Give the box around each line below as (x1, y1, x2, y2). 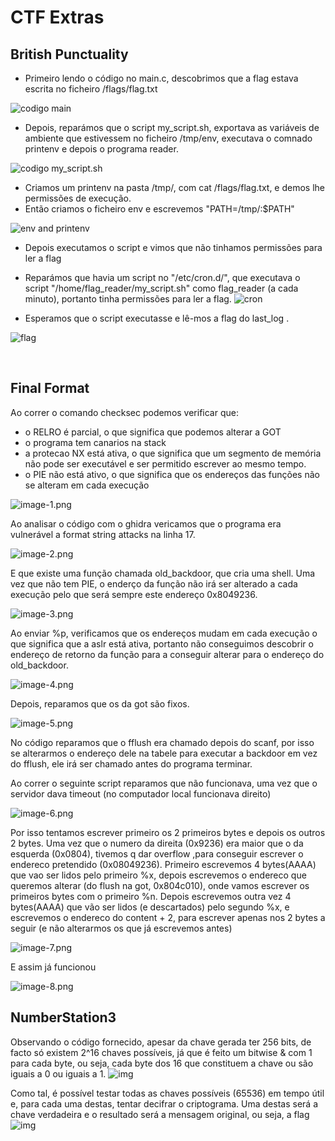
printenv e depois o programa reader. (24, 143, 179, 155)
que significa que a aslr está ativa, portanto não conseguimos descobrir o (10, 637, 314, 650)
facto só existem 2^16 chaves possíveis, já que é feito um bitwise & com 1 (10, 1046, 313, 1058)
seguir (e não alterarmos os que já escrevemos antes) (10, 922, 233, 934)
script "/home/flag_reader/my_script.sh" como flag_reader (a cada (24, 282, 299, 294)
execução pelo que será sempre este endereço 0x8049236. (10, 588, 258, 600)
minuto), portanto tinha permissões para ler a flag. (24, 293, 232, 305)
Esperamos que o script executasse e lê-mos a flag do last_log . (24, 312, 290, 324)
